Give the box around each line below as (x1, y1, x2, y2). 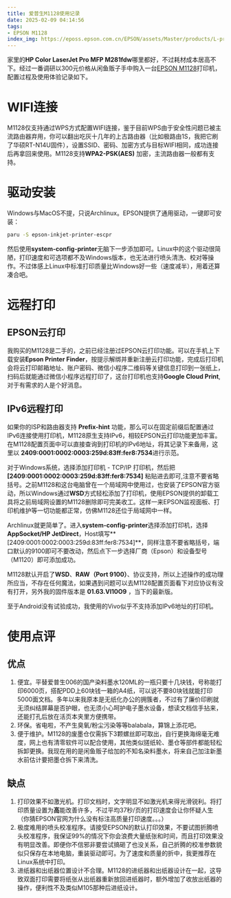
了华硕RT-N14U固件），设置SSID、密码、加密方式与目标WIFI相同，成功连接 (7, 141, 219, 149)
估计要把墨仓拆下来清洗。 (29, 755, 102, 764)
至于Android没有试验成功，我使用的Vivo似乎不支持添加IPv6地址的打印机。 (7, 601, 218, 610)
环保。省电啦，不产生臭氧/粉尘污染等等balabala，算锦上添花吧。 (16, 721, 201, 729)
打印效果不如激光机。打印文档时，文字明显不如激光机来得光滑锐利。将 (16, 797, 217, 806)
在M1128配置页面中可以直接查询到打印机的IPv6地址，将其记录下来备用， (7, 439, 212, 448)
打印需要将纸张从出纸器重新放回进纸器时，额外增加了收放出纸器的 (35, 875, 222, 883)
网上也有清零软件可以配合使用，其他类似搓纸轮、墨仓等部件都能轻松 (29, 738, 222, 746)
